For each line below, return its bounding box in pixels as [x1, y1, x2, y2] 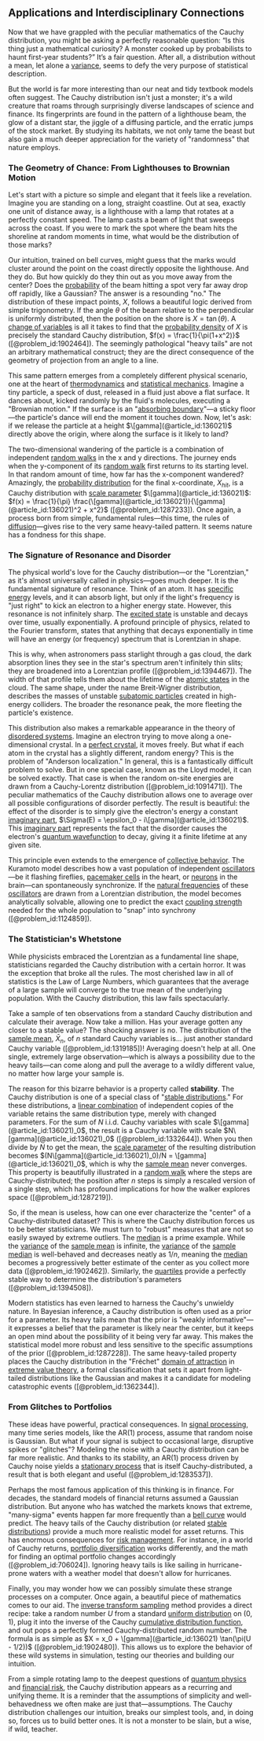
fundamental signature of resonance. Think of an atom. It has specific [8, 584, 234, 594]
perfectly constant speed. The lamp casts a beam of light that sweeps [8, 215, 235, 225]
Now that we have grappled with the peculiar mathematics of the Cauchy [8, 27, 244, 36]
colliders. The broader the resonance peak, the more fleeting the [32, 700, 242, 709]
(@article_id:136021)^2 [8, 505, 82, 514]
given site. [8, 841, 42, 850]
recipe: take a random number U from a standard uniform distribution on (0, [8, 1608, 253, 1618]
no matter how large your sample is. [8, 1069, 124, 1078]
